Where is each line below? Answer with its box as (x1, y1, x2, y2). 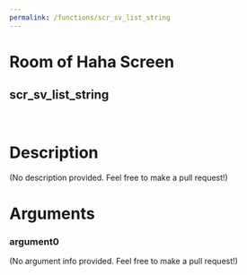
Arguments (9, 203, 96, 224)
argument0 (9, 235, 60, 247)
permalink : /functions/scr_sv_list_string (9, 13, 171, 22)
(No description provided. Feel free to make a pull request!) (9, 172, 229, 183)
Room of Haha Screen (9, 51, 175, 72)
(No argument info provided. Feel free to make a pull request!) (9, 256, 238, 267)
